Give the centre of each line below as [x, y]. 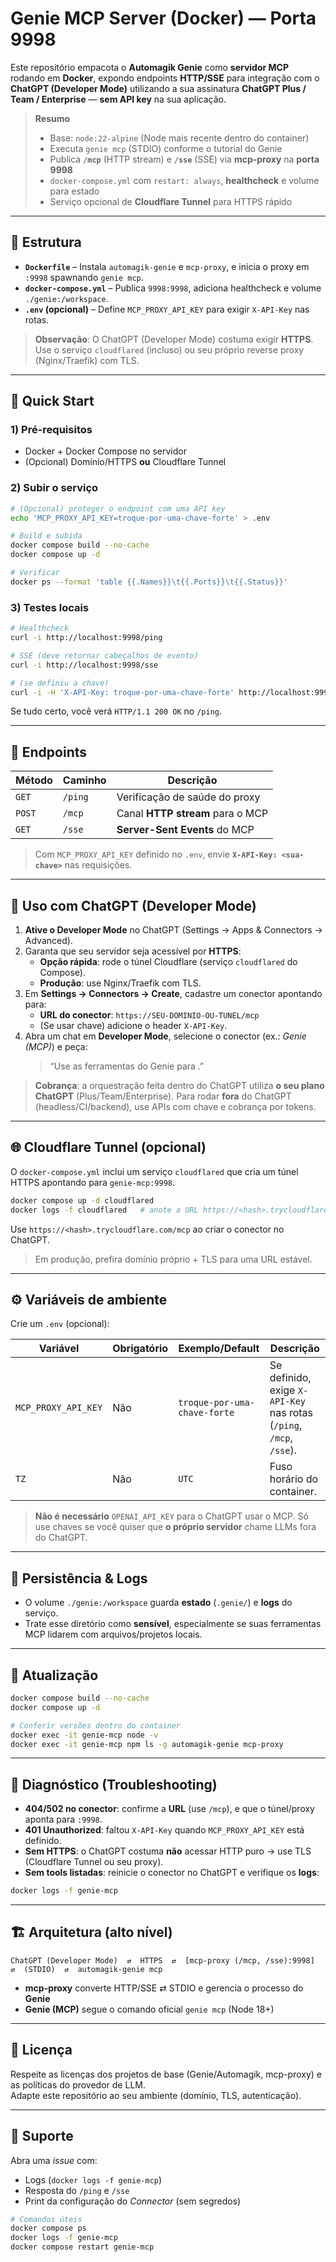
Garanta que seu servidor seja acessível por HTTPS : [133, 951]
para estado [74, 191]
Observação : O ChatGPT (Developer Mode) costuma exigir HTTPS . [174, 339]
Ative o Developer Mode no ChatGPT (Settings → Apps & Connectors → [173, 930]
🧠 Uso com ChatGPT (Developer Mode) [133, 905]
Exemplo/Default [219, 1349]
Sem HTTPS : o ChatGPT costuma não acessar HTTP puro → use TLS [168, 1851]
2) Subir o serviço [54, 488]
